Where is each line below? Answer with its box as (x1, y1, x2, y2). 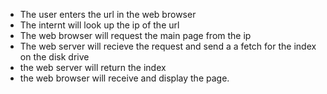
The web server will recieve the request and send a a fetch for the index (19, 40, 317, 52)
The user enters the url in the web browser (19, 9, 197, 20)
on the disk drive (19, 51, 90, 63)
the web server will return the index (19, 62, 167, 73)
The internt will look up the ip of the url (19, 19, 180, 31)
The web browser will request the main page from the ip (19, 30, 252, 41)
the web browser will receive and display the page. (19, 72, 230, 84)
